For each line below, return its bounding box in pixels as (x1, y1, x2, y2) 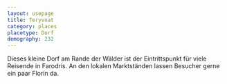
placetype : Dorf (7, 29, 54, 36)
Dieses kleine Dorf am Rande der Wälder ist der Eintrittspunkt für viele (7, 54, 207, 63)
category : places (7, 23, 57, 30)
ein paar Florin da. (7, 70, 59, 78)
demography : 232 (7, 36, 54, 43)
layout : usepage (7, 10, 54, 17)
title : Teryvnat (7, 17, 54, 23)
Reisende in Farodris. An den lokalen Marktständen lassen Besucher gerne (7, 62, 220, 70)
